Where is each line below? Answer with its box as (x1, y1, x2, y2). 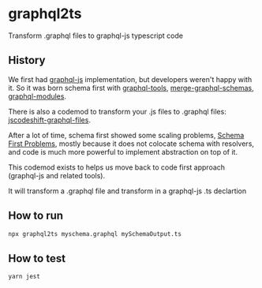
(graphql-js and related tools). (8, 170, 105, 180)
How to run (8, 209, 64, 223)
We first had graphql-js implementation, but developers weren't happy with (8, 74, 253, 84)
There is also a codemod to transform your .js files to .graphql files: (8, 107, 226, 116)
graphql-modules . (8, 92, 67, 101)
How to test (8, 252, 65, 265)
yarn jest (8, 273, 41, 281)
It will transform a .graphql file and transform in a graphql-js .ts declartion (8, 186, 247, 196)
